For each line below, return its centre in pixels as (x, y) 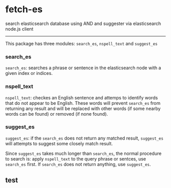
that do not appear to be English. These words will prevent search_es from (83, 103)
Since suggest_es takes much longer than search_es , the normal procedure (83, 153)
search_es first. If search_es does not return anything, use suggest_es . (78, 164)
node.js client (19, 29)
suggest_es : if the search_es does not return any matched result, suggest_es (84, 138)
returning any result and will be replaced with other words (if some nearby (83, 109)
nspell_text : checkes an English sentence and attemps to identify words (82, 97)
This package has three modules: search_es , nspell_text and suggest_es (81, 43)
